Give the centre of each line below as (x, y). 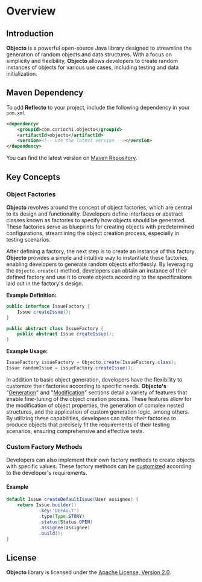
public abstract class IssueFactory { (55, 328)
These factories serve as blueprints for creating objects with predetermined (100, 227)
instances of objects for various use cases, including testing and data (93, 67)
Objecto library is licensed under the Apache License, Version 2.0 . (89, 572)
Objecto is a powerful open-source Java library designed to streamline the (99, 48)
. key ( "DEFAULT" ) (59, 511)
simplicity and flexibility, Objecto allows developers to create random (92, 61)
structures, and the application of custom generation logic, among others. (98, 412)
